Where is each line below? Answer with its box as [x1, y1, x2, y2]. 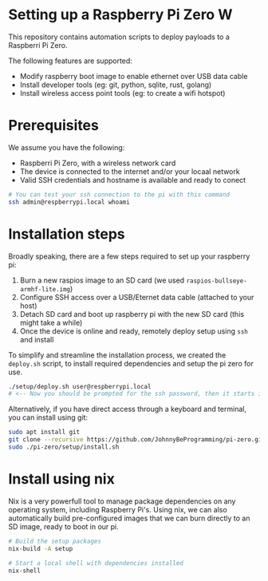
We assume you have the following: [8, 142, 125, 152]
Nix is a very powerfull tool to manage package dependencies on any [8, 496, 236, 506]
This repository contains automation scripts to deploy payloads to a [8, 32, 230, 41]
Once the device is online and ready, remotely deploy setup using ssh [19, 326, 249, 336]
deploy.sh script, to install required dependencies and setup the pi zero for [8, 358, 254, 368]
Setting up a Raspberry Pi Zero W [8, 6, 233, 24]
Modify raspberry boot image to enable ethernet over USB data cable [19, 71, 248, 81]
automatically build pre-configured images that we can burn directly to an [8, 513, 250, 523]
